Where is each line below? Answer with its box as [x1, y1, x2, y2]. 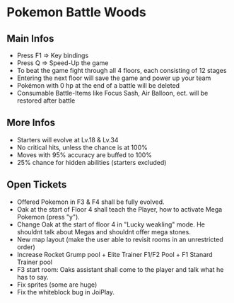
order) [16, 242, 36, 251]
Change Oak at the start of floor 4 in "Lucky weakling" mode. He [16, 220, 206, 229]
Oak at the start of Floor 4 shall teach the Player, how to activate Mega [16, 205, 223, 213]
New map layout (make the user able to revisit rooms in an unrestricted [16, 235, 223, 244]
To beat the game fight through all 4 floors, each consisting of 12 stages [16, 67, 227, 74]
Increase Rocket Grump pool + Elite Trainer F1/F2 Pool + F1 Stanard [16, 250, 213, 258]
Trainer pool [16, 258, 52, 266]
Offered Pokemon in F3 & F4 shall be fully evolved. [16, 198, 165, 206]
